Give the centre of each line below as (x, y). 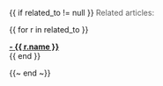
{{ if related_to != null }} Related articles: (82, 13)
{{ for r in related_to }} (49, 29)
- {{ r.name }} (34, 47)
